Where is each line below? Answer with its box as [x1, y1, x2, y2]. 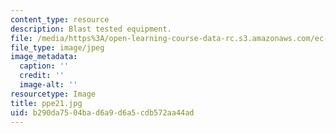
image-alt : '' [19, 80, 78, 90]
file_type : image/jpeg [10, 42, 105, 53]
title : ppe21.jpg [10, 98, 83, 108]
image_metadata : [10, 52, 78, 62]
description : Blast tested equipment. [10, 24, 172, 34]
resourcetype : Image [10, 89, 97, 99]
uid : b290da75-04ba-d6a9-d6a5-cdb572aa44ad [10, 107, 195, 118]
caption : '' [19, 61, 70, 71]
